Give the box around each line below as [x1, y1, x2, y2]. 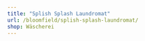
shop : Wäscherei [7, 23, 54, 30]
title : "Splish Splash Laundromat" [7, 10, 111, 17]
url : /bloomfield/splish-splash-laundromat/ [7, 17, 139, 24]
